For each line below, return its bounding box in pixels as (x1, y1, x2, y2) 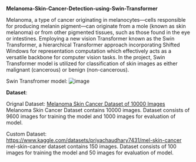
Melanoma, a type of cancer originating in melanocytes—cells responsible (6, 16, 186, 23)
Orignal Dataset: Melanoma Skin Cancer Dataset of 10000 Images (6, 100, 165, 107)
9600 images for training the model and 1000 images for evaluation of (6, 113, 176, 120)
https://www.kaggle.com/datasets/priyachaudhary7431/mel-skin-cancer (6, 137, 182, 143)
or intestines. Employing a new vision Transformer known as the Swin (6, 35, 175, 42)
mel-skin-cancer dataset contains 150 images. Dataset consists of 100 (6, 143, 177, 150)
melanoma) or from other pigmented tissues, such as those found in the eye (6, 29, 190, 36)
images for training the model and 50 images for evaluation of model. (6, 149, 174, 156)
